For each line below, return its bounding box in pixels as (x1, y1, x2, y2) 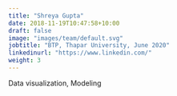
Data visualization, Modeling (8, 78, 102, 88)
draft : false (8, 26, 52, 34)
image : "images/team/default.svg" (8, 34, 124, 42)
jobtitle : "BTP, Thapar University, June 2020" (8, 42, 171, 50)
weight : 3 (8, 57, 42, 65)
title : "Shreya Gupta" (8, 11, 84, 20)
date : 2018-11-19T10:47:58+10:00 (8, 19, 120, 27)
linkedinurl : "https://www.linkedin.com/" (8, 49, 152, 57)
